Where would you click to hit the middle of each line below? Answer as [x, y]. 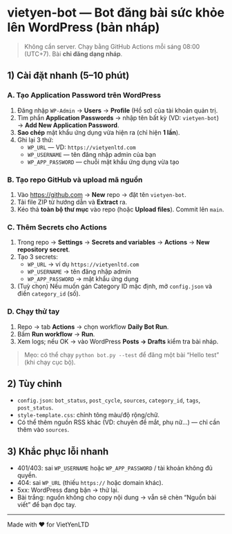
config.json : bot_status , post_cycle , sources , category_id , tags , [109, 400]
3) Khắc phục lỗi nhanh [58, 451]
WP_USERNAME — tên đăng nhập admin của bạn [92, 154]
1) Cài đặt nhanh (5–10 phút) [68, 76]
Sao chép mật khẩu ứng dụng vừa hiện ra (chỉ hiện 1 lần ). [99, 132]
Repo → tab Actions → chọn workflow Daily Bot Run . [93, 327]
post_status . [35, 408]
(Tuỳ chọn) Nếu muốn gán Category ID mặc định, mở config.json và [115, 286]
